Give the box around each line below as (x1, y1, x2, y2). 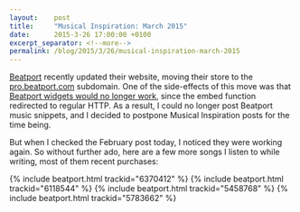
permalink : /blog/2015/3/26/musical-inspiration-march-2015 (9, 47, 241, 56)
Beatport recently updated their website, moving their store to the (9, 71, 253, 82)
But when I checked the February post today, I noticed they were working (9, 137, 283, 148)
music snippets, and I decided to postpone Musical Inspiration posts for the (9, 110, 290, 121)
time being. (9, 119, 52, 131)
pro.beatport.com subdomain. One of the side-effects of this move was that (9, 81, 292, 92)
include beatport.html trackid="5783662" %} (9, 193, 177, 204)
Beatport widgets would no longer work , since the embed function (9, 91, 257, 102)
